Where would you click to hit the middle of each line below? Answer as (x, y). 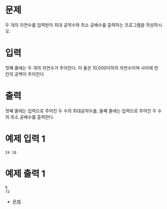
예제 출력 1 (25, 173)
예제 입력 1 (25, 139)
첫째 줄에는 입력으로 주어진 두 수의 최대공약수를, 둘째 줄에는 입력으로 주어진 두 (81, 110)
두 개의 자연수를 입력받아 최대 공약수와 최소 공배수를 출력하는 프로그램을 (75, 25)
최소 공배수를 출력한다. (32, 117)
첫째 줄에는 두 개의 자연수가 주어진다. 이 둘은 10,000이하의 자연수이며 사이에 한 (82, 68)
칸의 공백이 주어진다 (24, 74)
